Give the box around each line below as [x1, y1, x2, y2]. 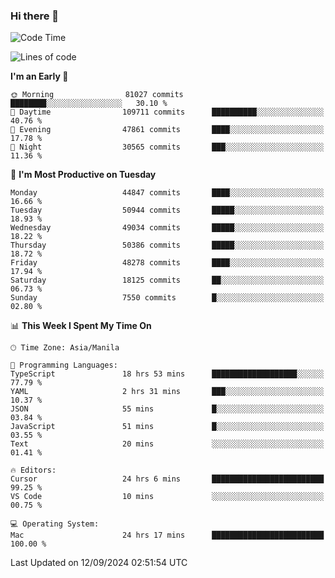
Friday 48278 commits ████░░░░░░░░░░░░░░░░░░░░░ [10, 258, 325, 268]
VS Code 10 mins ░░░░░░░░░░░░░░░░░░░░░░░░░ [10, 492, 325, 502]
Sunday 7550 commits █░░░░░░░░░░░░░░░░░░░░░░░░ [10, 293, 325, 303]
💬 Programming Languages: [10, 360, 118, 371]
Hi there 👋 [10, 9, 60, 23]
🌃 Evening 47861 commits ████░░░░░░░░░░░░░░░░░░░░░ [10, 125, 325, 135]
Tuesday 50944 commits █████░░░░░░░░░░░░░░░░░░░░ [10, 205, 325, 216]
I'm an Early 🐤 [10, 70, 69, 83]
